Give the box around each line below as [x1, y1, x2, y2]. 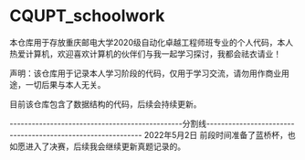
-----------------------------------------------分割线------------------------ [9, 118, 295, 129]
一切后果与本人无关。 [25, 79, 106, 90]
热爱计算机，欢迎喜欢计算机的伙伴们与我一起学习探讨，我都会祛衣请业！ [9, 48, 281, 59]
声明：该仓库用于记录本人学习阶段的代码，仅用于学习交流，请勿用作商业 [9, 68, 281, 79]
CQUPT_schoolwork [9, 5, 165, 27]
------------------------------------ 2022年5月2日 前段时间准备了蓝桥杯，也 [9, 129, 296, 140]
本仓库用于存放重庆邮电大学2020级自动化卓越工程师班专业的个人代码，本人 [9, 37, 294, 48]
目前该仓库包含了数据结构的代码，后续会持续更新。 [9, 98, 202, 110]
